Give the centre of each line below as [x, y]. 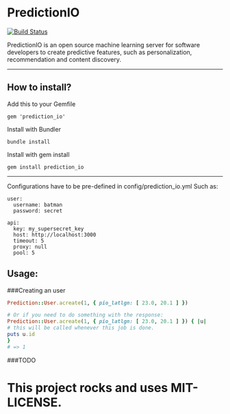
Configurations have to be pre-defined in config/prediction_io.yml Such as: [113, 186]
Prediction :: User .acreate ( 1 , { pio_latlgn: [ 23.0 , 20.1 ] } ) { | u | [107, 321]
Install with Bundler [34, 129]
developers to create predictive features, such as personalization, [100, 52]
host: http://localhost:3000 [55, 234]
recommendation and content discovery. [64, 59]
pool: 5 [24, 253]
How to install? [39, 87]
